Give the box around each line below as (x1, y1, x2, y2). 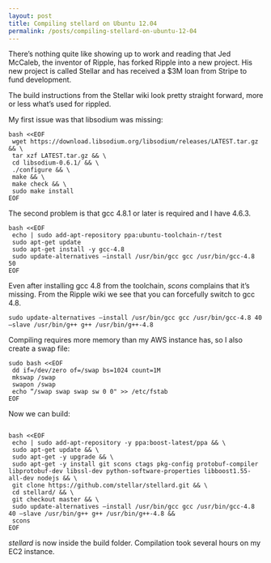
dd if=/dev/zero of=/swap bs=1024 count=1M (11, 366, 161, 375)
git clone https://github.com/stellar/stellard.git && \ (11, 481, 208, 490)
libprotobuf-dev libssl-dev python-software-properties (8, 467, 201, 476)
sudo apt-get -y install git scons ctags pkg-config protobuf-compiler (11, 460, 259, 468)
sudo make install (11, 187, 74, 195)
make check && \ (11, 180, 67, 189)
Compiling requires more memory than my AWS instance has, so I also (8, 335, 243, 345)
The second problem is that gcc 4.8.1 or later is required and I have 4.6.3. (8, 208, 252, 219)
